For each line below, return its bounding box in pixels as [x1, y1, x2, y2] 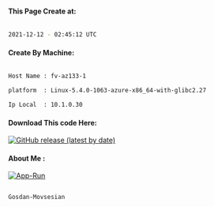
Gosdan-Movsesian [8, 194, 66, 201]
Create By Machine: [8, 47, 75, 57]
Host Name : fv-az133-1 [8, 72, 87, 81]
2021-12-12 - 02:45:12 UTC [8, 31, 97, 39]
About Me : [8, 153, 46, 163]
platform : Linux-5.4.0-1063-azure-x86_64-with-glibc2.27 [8, 87, 207, 95]
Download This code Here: [8, 118, 97, 127]
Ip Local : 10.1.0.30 [8, 101, 83, 109]
